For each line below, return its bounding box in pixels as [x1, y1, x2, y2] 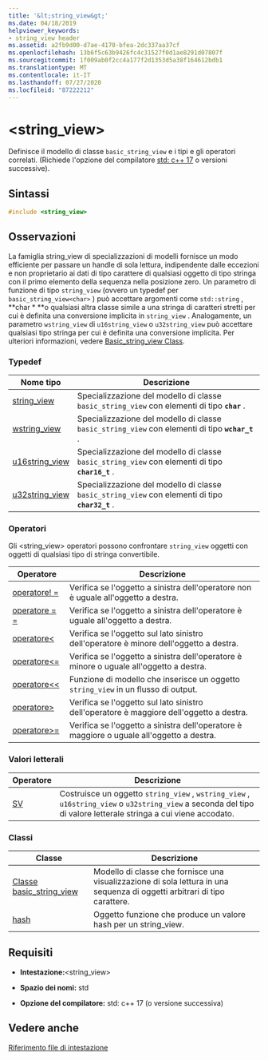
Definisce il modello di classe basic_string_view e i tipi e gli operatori [8, 147, 236, 157]
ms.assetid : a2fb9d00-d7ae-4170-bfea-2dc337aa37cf [8, 42, 180, 50]
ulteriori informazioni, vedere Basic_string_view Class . [8, 336, 185, 346]
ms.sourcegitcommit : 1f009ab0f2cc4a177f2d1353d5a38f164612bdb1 [8, 57, 223, 65]
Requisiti [8, 946, 53, 959]
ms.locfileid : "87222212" [8, 85, 94, 94]
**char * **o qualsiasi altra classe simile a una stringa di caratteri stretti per [8, 302, 256, 312]
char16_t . [77, 466, 115, 478]
